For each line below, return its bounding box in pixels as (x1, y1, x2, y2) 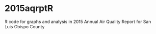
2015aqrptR (4, 3, 53, 14)
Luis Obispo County (4, 23, 45, 29)
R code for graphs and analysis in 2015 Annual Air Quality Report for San (4, 19, 151, 24)
